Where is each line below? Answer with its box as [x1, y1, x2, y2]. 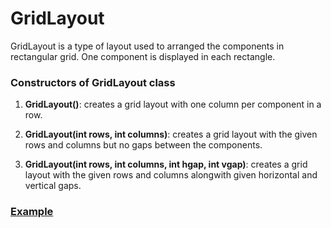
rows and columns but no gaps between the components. [24, 139, 263, 151]
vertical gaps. [24, 180, 82, 192]
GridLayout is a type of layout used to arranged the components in [10, 40, 285, 52]
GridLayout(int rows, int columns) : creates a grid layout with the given [24, 128, 318, 141]
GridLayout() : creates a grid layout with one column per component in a [24, 98, 322, 111]
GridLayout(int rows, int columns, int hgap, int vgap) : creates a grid [24, 158, 308, 171]
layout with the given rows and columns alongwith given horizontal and [24, 169, 318, 181]
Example [10, 205, 54, 219]
